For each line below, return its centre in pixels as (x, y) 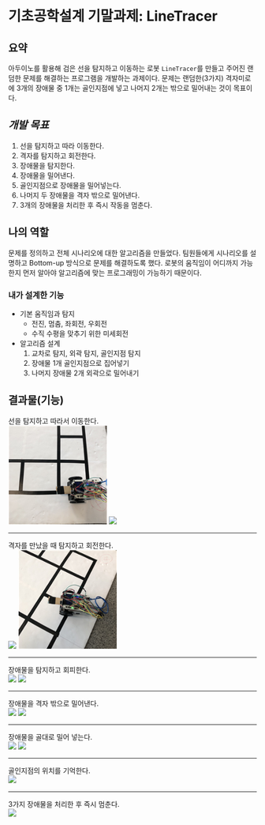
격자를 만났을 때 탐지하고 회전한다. (61, 545)
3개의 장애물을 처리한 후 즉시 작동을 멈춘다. (86, 205)
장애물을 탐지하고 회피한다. (49, 669)
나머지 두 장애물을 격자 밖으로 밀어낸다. (80, 195)
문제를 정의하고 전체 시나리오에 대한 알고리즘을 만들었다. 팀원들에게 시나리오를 (128, 253)
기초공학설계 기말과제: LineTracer (113, 16)
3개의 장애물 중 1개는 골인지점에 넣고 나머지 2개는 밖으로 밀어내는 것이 (124, 88)
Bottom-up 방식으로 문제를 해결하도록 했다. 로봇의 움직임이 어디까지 (134, 262)
